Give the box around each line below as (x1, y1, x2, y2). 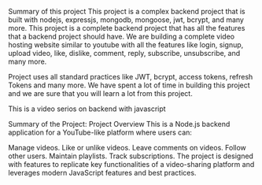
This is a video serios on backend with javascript (8, 104, 167, 113)
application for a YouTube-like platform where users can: (8, 128, 193, 137)
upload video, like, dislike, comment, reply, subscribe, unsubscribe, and (8, 49, 241, 57)
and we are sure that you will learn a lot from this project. (8, 89, 193, 98)
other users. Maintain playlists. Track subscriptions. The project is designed (8, 151, 254, 161)
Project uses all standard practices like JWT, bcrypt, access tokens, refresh (8, 72, 253, 81)
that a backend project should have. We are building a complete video (8, 31, 234, 41)
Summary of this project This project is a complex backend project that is (8, 7, 245, 16)
